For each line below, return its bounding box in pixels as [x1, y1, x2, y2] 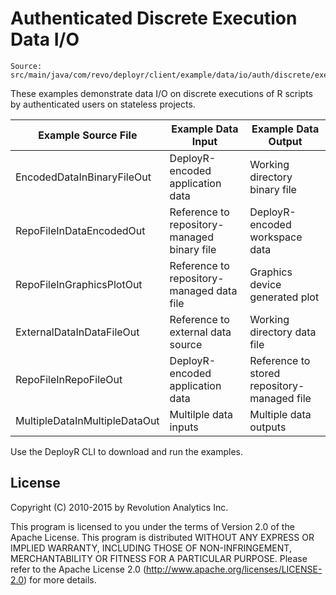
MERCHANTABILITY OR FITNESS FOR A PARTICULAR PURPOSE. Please [10, 552, 308, 564]
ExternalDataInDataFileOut [15, 325, 140, 339]
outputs [249, 420, 287, 434]
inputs [169, 420, 199, 434]
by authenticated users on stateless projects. [10, 98, 196, 110]
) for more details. [23, 573, 97, 586]
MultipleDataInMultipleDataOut [15, 413, 160, 427]
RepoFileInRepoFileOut [15, 372, 123, 386]
